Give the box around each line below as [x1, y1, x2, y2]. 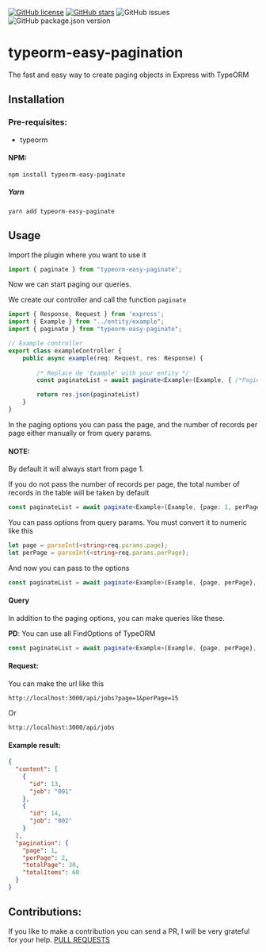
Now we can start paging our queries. [8, 279, 132, 289]
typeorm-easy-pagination [8, 44, 184, 62]
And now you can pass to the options [8, 563, 130, 572]
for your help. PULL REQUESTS [8, 935, 111, 944]
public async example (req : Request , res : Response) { [22, 354, 203, 362]
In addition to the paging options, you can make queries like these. [8, 613, 226, 622]
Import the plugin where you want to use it [8, 250, 146, 260]
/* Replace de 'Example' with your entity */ [36, 369, 190, 377]
